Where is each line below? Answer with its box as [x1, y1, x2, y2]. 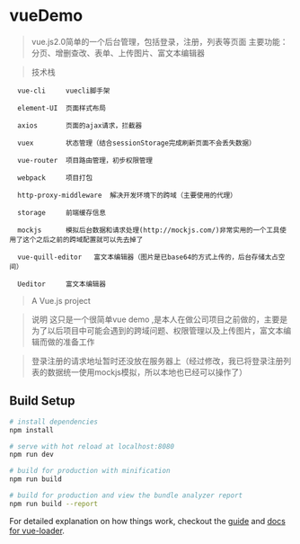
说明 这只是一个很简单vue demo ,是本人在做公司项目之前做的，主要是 [31, 314, 288, 325]
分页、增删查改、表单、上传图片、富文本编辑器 [31, 47, 205, 58]
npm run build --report [9, 499, 99, 508]
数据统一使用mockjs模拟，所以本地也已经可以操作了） [47, 366, 247, 378]
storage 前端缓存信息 [17, 208, 106, 217]
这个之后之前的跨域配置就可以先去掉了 [22, 235, 144, 244]
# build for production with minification [9, 467, 171, 476]
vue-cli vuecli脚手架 [17, 86, 110, 95]
